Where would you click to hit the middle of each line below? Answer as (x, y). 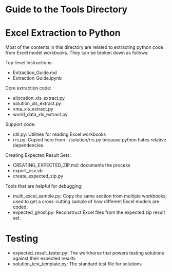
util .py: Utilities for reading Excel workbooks (59, 134)
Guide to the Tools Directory (66, 10)
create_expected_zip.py (38, 176)
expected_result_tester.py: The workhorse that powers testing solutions (88, 253)
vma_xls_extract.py (33, 109)
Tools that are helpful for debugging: (44, 186)
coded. (20, 207)
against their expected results (44, 259)
